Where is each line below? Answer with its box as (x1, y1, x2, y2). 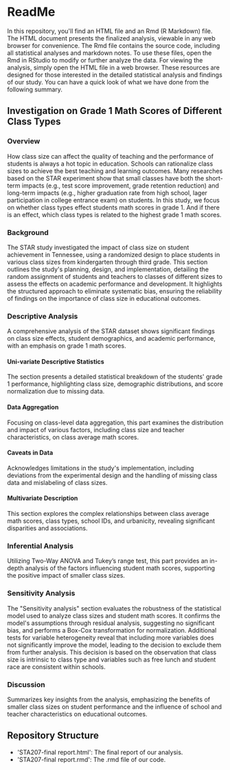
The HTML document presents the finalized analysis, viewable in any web (7, 34, 216, 42)
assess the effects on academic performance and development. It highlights (7, 280, 223, 288)
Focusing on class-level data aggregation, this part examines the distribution (7, 418, 224, 427)
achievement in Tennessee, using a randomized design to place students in (7, 250, 220, 258)
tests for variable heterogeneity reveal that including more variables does (7, 633, 214, 642)
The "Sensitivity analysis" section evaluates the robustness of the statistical (7, 604, 222, 612)
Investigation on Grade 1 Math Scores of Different (7, 105, 222, 117)
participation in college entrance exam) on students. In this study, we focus (7, 196, 220, 204)
